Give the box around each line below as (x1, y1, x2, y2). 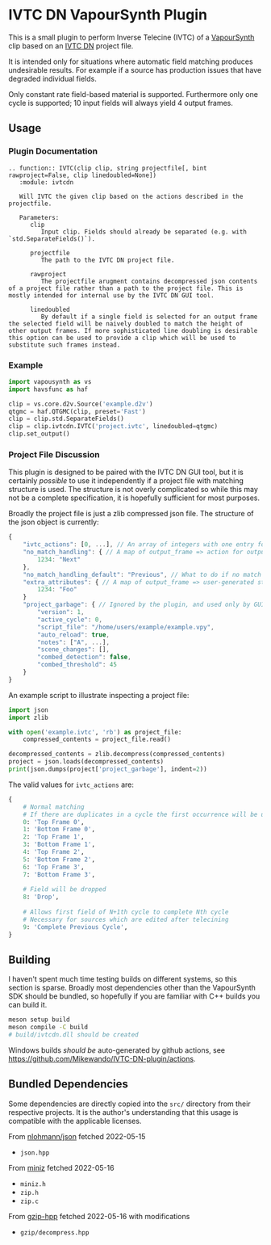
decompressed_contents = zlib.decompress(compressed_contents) (8, 750, 226, 759)
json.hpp (19, 1149, 50, 1157)
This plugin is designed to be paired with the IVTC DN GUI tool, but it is (8, 467, 244, 477)
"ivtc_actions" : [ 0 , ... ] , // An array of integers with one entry (23, 540, 254, 549)
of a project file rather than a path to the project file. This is (8, 284, 244, 292)
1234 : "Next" (37, 555, 81, 563)
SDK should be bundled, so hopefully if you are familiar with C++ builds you (8, 991, 261, 1001)
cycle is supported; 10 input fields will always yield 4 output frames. (8, 98, 234, 107)
